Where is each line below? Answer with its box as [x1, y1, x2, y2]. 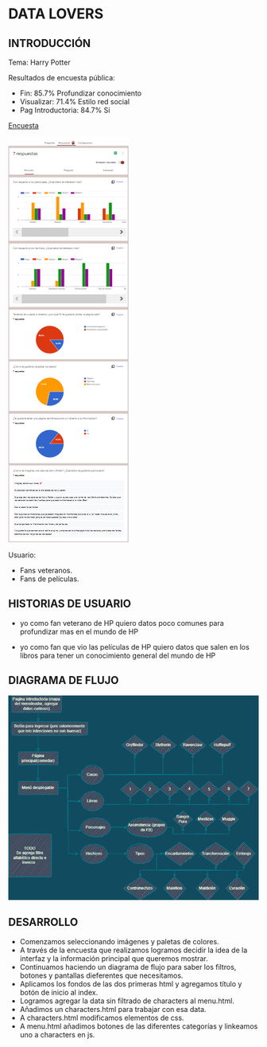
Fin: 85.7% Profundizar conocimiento [19, 88, 141, 98]
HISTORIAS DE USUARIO [8, 597, 132, 611]
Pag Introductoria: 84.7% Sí [19, 105, 110, 115]
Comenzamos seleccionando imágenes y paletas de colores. [19, 936, 220, 946]
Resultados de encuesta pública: [8, 73, 115, 82]
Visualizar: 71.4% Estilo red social [19, 97, 130, 106]
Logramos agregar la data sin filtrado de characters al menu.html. [19, 996, 234, 1006]
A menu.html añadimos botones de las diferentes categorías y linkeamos [19, 1021, 258, 1031]
